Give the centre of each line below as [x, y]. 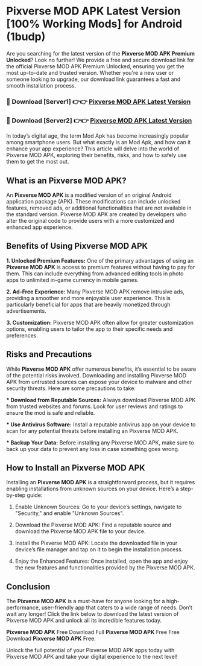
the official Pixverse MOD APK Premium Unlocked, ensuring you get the [95, 66]
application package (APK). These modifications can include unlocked [93, 201]
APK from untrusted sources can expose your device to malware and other [99, 382]
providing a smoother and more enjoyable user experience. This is [88, 298]
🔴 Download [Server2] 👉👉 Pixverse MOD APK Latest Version [99, 120]
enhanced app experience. [40, 227]
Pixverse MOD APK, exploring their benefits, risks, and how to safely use [96, 155]
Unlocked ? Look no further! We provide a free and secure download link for [100, 60]
